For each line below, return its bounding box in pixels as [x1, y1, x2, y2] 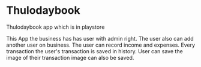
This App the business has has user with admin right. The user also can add [6, 35, 194, 42]
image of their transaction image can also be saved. [6, 54, 134, 61]
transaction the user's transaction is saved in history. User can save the [6, 47, 183, 54]
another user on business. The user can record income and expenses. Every [6, 41, 196, 48]
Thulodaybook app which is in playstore [6, 23, 105, 31]
